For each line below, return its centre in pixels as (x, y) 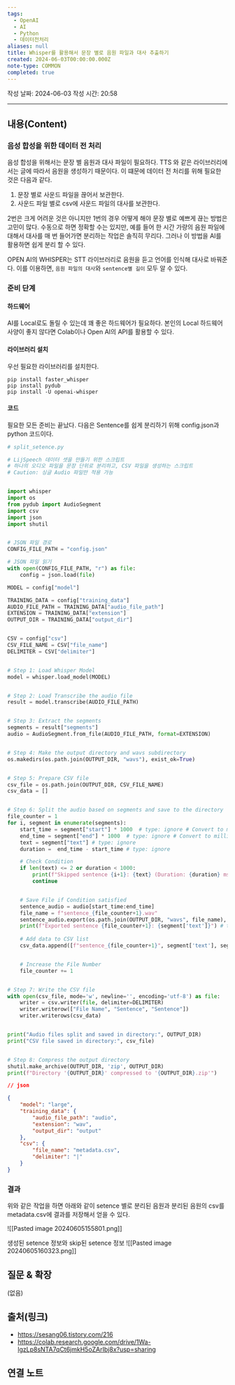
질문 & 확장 (30, 1275)
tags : (15, 14)
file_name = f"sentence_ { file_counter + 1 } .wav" (89, 913)
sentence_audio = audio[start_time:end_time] (87, 906)
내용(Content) (37, 124)
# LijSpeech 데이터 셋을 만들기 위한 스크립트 (66, 460)
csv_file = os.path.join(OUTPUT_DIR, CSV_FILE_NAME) (86, 785)
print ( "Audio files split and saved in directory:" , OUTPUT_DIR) (104, 1035)
